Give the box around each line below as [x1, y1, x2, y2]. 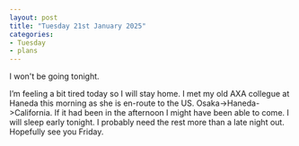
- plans [9, 47, 39, 56]
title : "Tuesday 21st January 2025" [9, 21, 146, 30]
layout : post [9, 13, 58, 22]
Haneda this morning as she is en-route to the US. [9, 98, 195, 108]
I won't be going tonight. [9, 71, 101, 82]
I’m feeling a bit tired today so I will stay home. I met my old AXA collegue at [9, 89, 290, 99]
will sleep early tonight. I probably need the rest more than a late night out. [9, 117, 285, 128]
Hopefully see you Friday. [9, 126, 104, 137]
